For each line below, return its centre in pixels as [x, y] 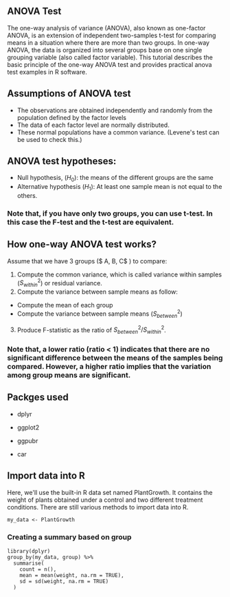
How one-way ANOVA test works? [82, 244]
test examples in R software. [47, 72]
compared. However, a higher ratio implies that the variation [109, 367]
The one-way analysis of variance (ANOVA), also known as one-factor [106, 28]
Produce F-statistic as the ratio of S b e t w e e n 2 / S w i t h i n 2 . [91, 330]
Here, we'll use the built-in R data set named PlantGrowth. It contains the [110, 492]
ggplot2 [28, 427]
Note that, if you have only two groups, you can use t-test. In [110, 213]
